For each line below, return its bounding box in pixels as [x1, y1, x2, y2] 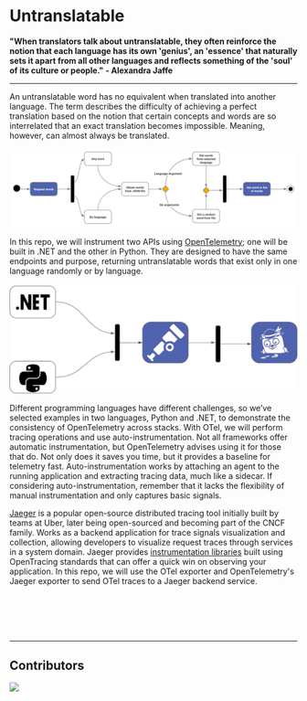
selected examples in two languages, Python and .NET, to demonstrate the [9, 412, 291, 423]
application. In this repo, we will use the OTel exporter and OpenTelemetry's [9, 566, 295, 577]
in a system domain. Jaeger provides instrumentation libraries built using [9, 547, 283, 558]
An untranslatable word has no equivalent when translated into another [9, 90, 277, 101]
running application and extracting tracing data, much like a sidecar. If [9, 471, 272, 482]
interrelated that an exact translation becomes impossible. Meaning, [9, 120, 265, 131]
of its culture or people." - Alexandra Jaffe [9, 65, 174, 76]
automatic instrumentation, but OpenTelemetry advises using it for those [9, 441, 281, 452]
